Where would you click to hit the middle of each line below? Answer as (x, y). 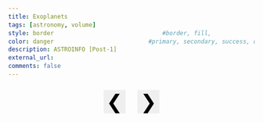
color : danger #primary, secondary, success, (129, 41)
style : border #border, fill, (110, 33)
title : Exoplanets (38, 16)
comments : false (34, 66)
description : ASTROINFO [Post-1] (63, 50)
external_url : (31, 58)
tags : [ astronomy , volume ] (52, 25)
